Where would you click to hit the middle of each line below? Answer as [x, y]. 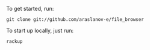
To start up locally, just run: [40, 30]
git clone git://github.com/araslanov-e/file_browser [75, 20]
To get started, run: [30, 9]
